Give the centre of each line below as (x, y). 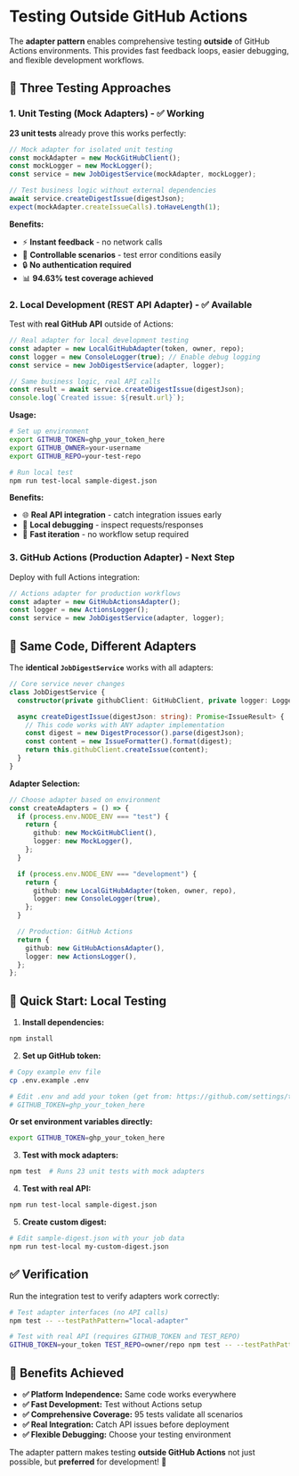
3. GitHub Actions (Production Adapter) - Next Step (122, 558)
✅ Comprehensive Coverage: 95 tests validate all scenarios (132, 1414)
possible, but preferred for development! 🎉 (88, 1462)
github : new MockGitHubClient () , (95, 833)
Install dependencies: (63, 1023)
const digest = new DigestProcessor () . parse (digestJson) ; (135, 734)
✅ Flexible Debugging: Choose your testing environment (126, 1434)
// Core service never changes (67, 684)
